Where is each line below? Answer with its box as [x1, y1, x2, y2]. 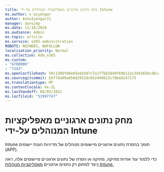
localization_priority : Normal [5, 48, 69, 53]
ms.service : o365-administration [5, 39, 73, 44]
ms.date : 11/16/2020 [5, 25, 47, 30]
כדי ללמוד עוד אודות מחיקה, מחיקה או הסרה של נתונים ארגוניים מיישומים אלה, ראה [5, 156, 157, 162]
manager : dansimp [5, 21, 41, 26]
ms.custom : [5, 57, 27, 62]
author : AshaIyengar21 [5, 16, 51, 21]
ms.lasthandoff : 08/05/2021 [5, 89, 62, 94]
